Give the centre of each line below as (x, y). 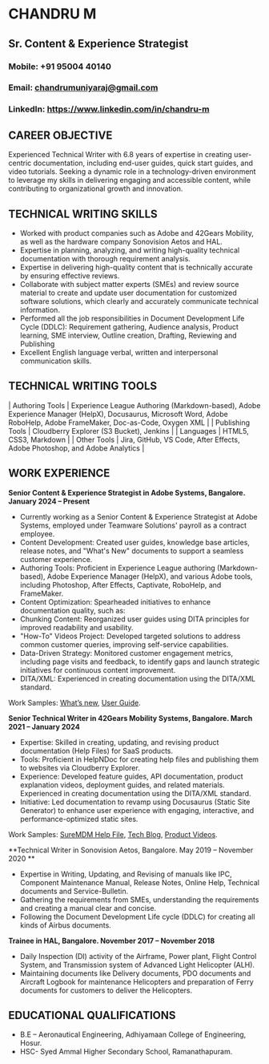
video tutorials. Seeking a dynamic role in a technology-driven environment (132, 172)
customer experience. (56, 559)
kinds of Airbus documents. (66, 925)
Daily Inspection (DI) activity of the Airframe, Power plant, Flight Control (138, 956)
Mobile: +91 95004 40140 (60, 67)
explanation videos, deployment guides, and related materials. (122, 785)
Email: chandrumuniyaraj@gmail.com (83, 87)
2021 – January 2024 (44, 726)
